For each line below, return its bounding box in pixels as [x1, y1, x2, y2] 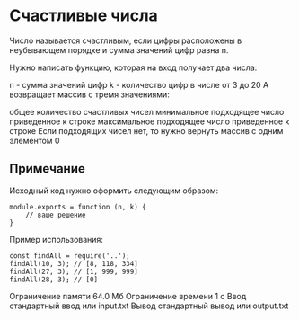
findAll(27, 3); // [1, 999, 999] [9, 267, 139, 276]
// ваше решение [25, 210, 87, 219]
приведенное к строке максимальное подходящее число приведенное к [9, 116, 290, 127]
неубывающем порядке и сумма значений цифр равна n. [9, 44, 229, 55]
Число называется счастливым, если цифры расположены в [9, 35, 242, 46]
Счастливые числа [9, 5, 159, 26]
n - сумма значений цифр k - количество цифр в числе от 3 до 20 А [9, 79, 269, 90]
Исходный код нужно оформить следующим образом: [9, 185, 219, 196]
